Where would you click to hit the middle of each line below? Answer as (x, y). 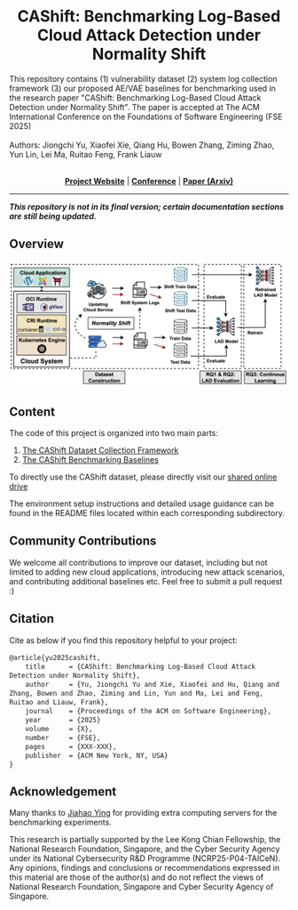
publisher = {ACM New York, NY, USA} (97, 755)
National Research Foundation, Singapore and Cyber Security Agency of (141, 887)
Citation (32, 619)
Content (32, 411)
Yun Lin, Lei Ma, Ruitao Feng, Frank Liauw (86, 154)
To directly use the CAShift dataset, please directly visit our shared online (143, 477)
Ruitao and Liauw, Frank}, (59, 702)
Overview (37, 244)
